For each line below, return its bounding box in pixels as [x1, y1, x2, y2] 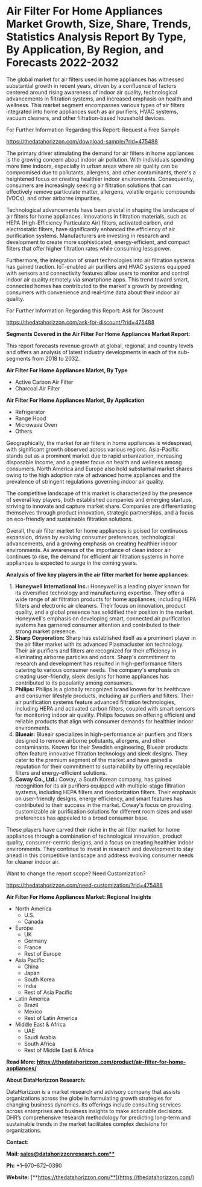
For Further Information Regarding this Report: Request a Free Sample [6, 126, 180, 133]
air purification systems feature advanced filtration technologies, [14, 698, 176, 706]
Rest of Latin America [24, 1014, 78, 1021]
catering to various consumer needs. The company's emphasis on [14, 666, 180, 673]
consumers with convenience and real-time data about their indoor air [6, 289, 180, 296]
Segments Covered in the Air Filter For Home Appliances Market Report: [6, 330, 191, 337]
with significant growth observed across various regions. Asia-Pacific [6, 446, 179, 453]
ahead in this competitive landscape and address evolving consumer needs [6, 852, 194, 859]
